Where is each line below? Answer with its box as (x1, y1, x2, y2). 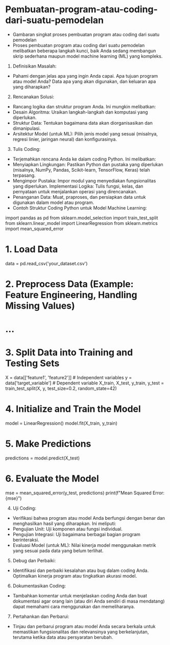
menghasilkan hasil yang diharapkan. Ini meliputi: (12, 520, 116, 526)
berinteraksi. (12, 537, 39, 543)
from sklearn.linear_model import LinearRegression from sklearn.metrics (5, 220, 158, 226)
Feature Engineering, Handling (5, 289, 137, 301)
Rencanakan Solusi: (12, 94, 55, 100)
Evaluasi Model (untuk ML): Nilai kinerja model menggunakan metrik (12, 542, 156, 548)
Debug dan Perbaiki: (12, 558, 56, 563)
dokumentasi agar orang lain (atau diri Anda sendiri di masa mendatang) (12, 598, 165, 604)
